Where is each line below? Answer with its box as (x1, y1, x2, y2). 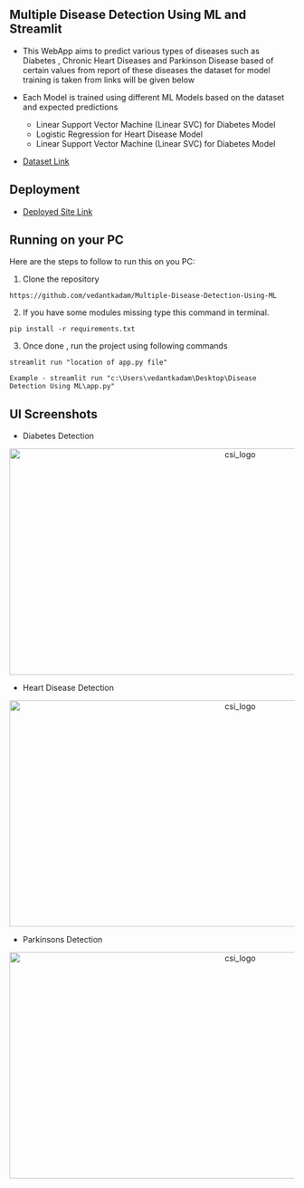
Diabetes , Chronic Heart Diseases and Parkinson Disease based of (22, 54, 274, 66)
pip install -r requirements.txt (9, 325, 136, 334)
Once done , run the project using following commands (22, 340, 228, 351)
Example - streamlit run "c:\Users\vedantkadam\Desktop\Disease (9, 374, 257, 383)
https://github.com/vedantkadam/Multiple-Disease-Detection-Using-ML (9, 292, 278, 301)
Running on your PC (9, 233, 124, 248)
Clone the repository (22, 273, 100, 284)
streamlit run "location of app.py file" (9, 358, 168, 368)
